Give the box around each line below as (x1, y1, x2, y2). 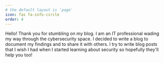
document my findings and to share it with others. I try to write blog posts (5, 41, 157, 47)
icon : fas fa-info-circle (5, 12, 59, 17)
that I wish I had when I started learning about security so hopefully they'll (5, 46, 159, 53)
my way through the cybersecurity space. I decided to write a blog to (5, 36, 148, 42)
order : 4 (5, 17, 24, 22)
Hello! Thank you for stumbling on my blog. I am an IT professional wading (5, 31, 159, 37)
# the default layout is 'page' (5, 7, 73, 13)
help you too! (5, 52, 33, 58)
